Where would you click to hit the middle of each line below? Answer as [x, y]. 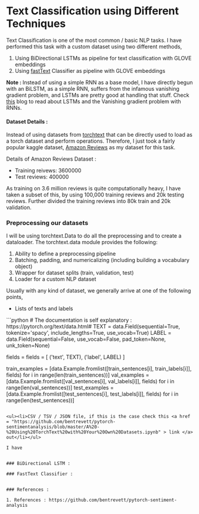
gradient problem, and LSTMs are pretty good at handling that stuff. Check [98, 95]
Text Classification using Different [93, 11]
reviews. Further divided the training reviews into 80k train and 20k [88, 201]
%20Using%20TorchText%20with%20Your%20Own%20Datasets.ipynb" [84, 432]
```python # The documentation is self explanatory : [69, 320]
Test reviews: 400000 [42, 177]
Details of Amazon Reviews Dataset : [51, 159]
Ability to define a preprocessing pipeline [65, 254]
